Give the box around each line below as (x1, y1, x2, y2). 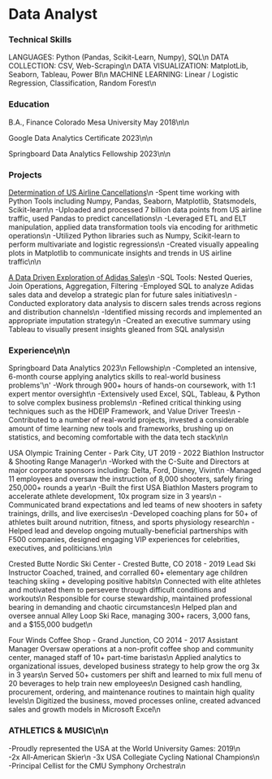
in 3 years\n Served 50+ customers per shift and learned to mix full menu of (8, 670, 262, 680)
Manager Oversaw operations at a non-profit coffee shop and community (8, 644, 254, 654)
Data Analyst (8, 5, 98, 24)
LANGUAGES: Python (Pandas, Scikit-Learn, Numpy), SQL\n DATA (8, 52, 229, 62)
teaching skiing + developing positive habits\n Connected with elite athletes (8, 576, 261, 586)
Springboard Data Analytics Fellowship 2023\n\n (8, 148, 171, 159)
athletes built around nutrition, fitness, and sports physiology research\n (8, 518, 250, 527)
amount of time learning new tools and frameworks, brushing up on (8, 424, 234, 434)
